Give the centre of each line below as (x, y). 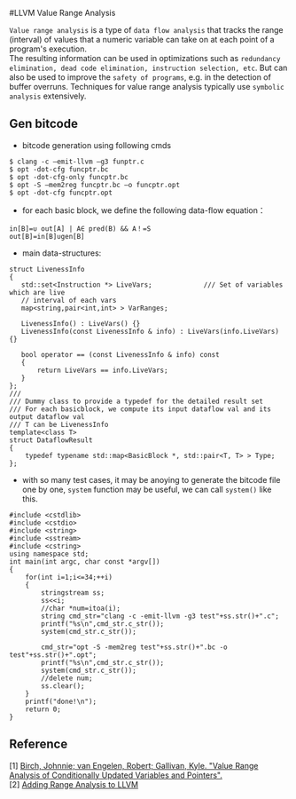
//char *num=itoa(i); (81, 608)
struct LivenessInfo (47, 269)
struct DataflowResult (51, 440)
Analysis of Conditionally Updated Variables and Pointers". (116, 775)
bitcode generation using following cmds (96, 145)
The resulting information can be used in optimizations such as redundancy (145, 58)
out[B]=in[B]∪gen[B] (47, 236)
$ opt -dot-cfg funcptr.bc (59, 169)
